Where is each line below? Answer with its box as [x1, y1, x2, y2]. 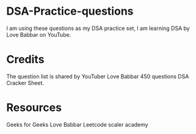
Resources [6, 101, 62, 114]
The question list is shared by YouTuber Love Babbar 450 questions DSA [6, 72, 189, 80]
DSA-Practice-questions [6, 4, 134, 18]
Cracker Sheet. [6, 79, 45, 86]
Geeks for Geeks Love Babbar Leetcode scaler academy [6, 121, 148, 128]
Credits [6, 53, 45, 67]
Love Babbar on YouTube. [6, 31, 71, 38]
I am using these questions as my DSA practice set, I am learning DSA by [6, 24, 191, 32]
